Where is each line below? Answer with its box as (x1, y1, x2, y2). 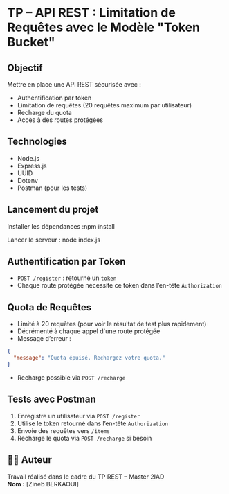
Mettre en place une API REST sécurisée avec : (7, 80, 142, 88)
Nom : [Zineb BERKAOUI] (7, 479, 80, 488)
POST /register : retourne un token (17, 274, 117, 282)
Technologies (7, 136, 68, 148)
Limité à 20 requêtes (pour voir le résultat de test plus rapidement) (17, 320, 207, 328)
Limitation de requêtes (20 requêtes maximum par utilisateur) (17, 101, 192, 109)
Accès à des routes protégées (17, 116, 104, 124)
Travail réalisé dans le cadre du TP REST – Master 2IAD (7, 473, 165, 481)
